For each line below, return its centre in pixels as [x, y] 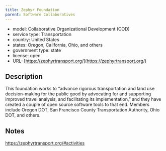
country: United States [36, 39]
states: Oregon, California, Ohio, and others [58, 45]
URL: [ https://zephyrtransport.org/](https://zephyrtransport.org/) [79, 61]
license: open [26, 55]
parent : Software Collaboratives [40, 15]
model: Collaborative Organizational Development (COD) [71, 29]
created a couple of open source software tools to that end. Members [77, 105]
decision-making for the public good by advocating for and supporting [78, 94]
